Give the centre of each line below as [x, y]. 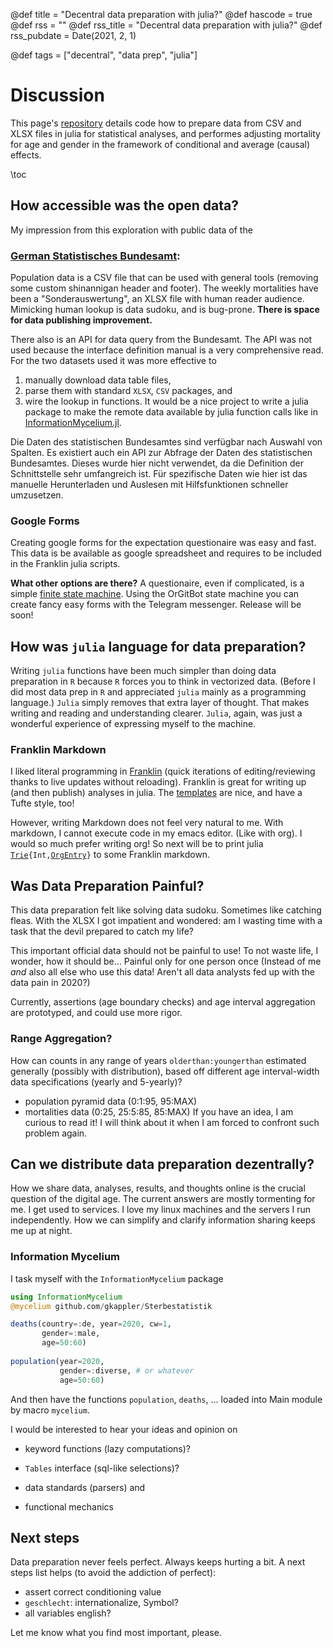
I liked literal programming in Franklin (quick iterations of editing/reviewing [163, 771]
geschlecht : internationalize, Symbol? [101, 1603]
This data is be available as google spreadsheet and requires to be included [166, 553]
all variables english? [68, 1613]
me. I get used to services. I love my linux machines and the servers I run [161, 1210]
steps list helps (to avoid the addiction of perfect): [113, 1573]
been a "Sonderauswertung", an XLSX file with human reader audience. [157, 299]
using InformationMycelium [66, 1297]
